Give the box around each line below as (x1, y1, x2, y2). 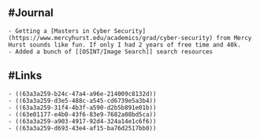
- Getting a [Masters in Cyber (8, 27, 111, 35)
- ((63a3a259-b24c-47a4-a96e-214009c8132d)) (8, 90, 157, 97)
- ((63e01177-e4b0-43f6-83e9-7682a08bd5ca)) (8, 110, 157, 119)
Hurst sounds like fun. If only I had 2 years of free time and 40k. (8, 41, 242, 49)
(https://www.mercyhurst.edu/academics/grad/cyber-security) (8, 34, 214, 42)
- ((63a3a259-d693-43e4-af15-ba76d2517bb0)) (8, 124, 157, 132)
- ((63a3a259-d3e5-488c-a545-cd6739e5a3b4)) (8, 97, 157, 104)
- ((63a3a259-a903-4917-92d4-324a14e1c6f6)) (8, 117, 157, 125)
